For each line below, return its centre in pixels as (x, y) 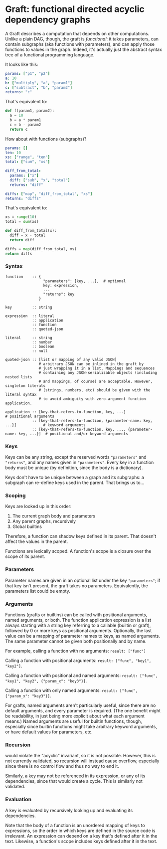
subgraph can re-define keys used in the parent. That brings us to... (75, 483)
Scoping (15, 496)
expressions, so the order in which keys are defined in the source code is (80, 831)
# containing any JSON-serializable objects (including (98, 372)
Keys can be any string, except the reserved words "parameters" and (76, 457)
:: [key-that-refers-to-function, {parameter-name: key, (92, 421)
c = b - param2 (25, 125)
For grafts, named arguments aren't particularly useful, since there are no (81, 705)
